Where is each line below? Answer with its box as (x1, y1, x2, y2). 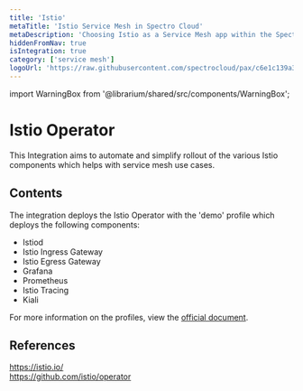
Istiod (22, 237, 43, 247)
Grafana (22, 265, 53, 276)
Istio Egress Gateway (22, 256, 101, 266)
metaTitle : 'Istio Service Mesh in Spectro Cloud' (9, 22, 204, 31)
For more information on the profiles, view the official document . (9, 312, 249, 322)
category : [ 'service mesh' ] (9, 55, 115, 64)
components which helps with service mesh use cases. (9, 159, 215, 170)
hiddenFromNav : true (9, 38, 87, 48)
